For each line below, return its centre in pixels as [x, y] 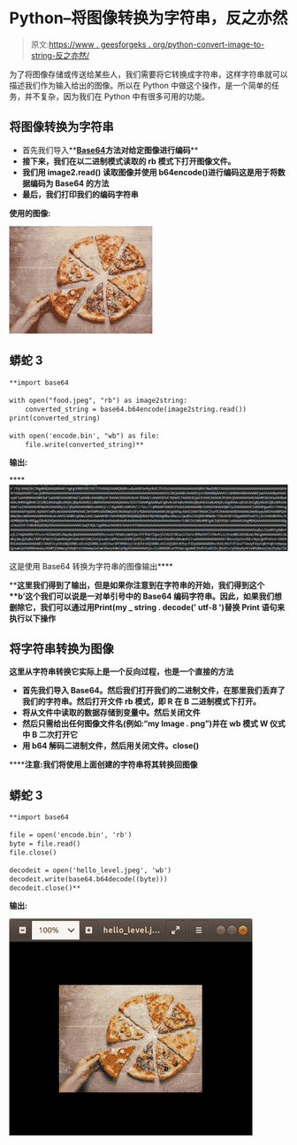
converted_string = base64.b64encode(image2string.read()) [136, 409]
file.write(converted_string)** [84, 445]
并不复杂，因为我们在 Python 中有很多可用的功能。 [117, 96]
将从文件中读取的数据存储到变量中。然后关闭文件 [111, 713]
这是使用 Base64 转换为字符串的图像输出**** [91, 566]
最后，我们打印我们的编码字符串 [80, 194]
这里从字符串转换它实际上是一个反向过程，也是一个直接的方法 [122, 672]
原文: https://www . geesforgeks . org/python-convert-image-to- [148, 44]
